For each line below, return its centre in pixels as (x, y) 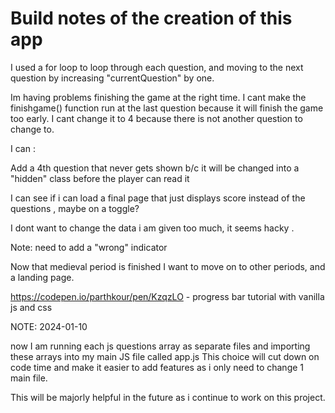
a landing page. (42, 277)
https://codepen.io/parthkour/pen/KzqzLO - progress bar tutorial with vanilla (167, 296)
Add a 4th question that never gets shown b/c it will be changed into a (155, 168)
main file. (29, 378)
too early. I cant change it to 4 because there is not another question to (156, 118)
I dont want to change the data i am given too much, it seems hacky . (152, 228)
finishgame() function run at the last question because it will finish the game (167, 108)
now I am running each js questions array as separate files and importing (160, 346)
